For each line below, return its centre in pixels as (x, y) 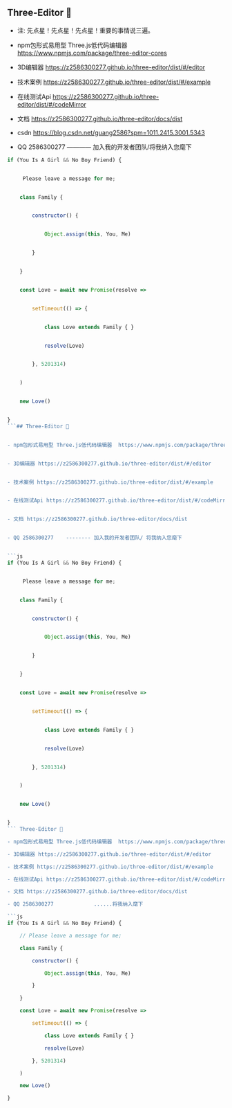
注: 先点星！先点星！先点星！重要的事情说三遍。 (85, 30)
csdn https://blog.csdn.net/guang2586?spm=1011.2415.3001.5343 (111, 132)
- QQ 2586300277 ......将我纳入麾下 (75, 904)
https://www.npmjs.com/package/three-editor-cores (92, 53)
